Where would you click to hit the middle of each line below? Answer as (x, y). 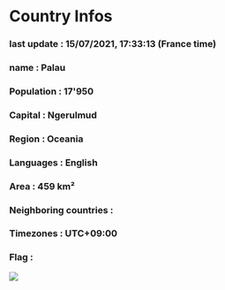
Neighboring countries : (61, 210)
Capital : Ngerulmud (53, 115)
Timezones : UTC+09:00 (63, 233)
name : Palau (37, 68)
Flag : (21, 257)
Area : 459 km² (42, 186)
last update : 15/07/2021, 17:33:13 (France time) (113, 44)
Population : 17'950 (52, 91)
